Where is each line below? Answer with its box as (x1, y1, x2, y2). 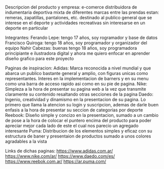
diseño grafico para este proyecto (5, 56, 74, 61)
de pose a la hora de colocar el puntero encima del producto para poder (5, 118, 152, 123)
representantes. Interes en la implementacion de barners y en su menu (5, 76, 149, 81)
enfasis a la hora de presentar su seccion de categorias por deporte (5, 107, 143, 113)
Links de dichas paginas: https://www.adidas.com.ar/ (5, 148, 113, 154)
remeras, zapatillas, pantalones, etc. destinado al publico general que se (5, 15, 152, 20)
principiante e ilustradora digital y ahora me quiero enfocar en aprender (5, 50, 150, 56)
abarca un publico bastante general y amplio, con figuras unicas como (5, 70, 148, 76)
